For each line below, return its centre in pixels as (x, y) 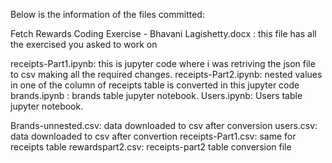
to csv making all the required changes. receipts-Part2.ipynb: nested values (166, 74)
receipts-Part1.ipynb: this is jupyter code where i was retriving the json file (163, 63)
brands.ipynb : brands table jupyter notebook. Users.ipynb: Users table (156, 95)
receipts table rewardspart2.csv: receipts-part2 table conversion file (151, 147)
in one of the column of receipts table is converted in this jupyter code (155, 85)
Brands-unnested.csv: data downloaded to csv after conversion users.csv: (164, 125)
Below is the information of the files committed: (107, 14)
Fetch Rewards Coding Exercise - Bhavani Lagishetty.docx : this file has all (163, 33)
